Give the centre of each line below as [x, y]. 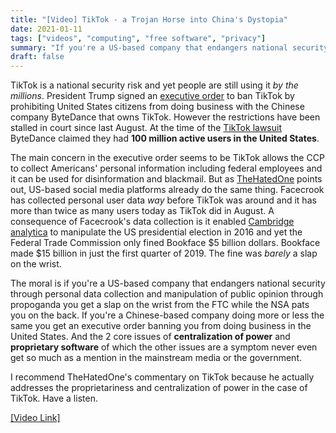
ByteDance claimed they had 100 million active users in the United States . [165, 138]
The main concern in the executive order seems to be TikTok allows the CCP [167, 158]
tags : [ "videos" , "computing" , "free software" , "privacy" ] [138, 38]
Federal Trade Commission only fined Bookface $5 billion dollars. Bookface [165, 243]
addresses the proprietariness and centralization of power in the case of [159, 388]
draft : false [37, 57]
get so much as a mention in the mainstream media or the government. [156, 358]
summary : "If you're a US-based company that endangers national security [169, 47]
